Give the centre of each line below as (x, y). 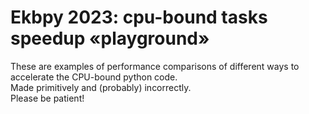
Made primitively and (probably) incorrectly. (101, 87)
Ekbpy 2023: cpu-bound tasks (139, 17)
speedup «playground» (110, 38)
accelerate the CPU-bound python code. (94, 77)
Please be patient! (47, 98)
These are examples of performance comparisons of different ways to (155, 66)
